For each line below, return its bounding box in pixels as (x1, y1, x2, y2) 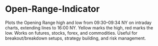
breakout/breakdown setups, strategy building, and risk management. (5, 35, 146, 41)
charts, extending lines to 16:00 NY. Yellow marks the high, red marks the (5, 24, 154, 30)
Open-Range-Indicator (5, 3, 100, 15)
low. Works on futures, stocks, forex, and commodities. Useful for (5, 30, 137, 36)
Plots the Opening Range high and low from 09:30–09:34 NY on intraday (5, 20, 152, 25)
